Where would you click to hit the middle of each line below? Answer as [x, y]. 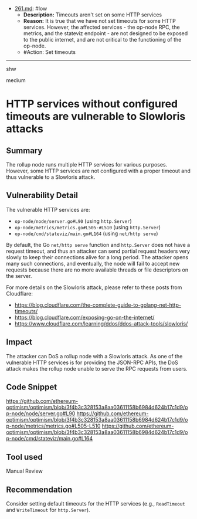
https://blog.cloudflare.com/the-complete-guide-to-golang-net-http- [98, 305]
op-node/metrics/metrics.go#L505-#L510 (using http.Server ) [88, 227]
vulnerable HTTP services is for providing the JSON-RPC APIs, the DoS [92, 362]
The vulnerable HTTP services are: [48, 209]
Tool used [24, 457]
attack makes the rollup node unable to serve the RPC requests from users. [97, 368]
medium [16, 80]
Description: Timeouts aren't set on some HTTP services [93, 15]
